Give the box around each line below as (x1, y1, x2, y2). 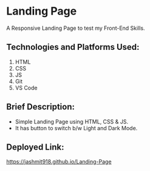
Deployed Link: (6, 142, 64, 152)
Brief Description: (6, 102, 75, 112)
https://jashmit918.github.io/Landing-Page (6, 158, 112, 166)
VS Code (15, 84, 38, 91)
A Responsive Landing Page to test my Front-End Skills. (6, 24, 145, 32)
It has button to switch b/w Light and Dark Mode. (15, 124, 138, 131)
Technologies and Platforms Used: (6, 42, 140, 52)
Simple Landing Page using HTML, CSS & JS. (15, 117, 129, 125)
